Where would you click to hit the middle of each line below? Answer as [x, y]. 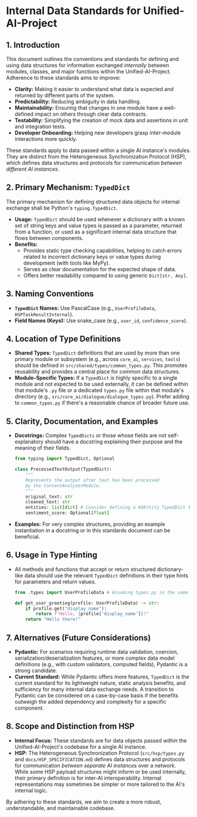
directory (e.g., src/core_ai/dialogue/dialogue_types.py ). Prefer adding [102, 397]
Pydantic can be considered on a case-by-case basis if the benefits [96, 696]
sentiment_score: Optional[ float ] [67, 513]
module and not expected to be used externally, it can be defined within [101, 384]
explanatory [29, 442]
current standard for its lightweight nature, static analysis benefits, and [100, 683]
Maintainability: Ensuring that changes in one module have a [89, 108]
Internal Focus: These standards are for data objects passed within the [101, 740]
